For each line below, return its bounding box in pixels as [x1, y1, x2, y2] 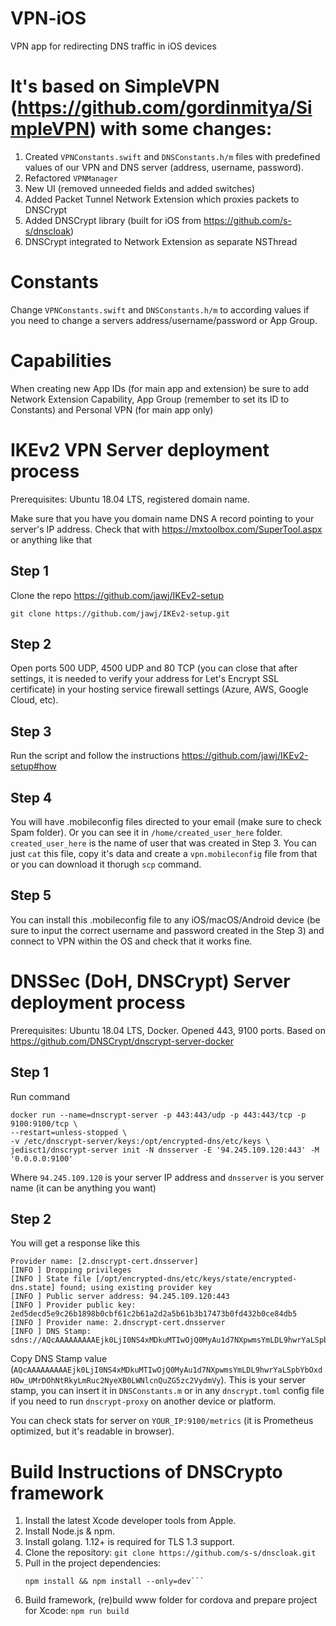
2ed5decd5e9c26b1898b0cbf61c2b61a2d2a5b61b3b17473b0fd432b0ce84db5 [10, 1309, 298, 1319]
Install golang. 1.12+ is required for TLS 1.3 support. [24, 1536, 235, 1548]
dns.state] [10, 1283, 56, 1293]
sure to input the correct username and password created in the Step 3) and [10, 924, 325, 936]
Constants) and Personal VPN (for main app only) [10, 403, 214, 416]
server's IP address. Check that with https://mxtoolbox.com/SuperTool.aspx [10, 523, 323, 535]
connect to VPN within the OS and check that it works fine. [10, 935, 253, 947]
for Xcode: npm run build [24, 1605, 130, 1617]
